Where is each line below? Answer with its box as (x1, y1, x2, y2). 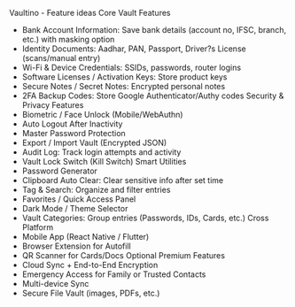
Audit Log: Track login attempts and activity (21, 147, 182, 157)
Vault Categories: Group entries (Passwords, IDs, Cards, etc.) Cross (21, 212, 269, 223)
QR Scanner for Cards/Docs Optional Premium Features (21, 250, 226, 260)
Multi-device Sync (21, 279, 89, 288)
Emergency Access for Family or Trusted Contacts (21, 269, 206, 280)
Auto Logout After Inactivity (21, 119, 123, 129)
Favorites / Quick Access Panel (21, 194, 136, 204)
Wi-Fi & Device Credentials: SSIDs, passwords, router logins (21, 62, 242, 73)
